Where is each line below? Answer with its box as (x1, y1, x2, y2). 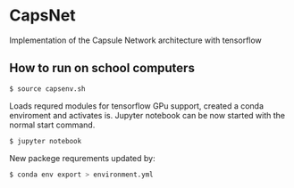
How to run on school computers (9, 61, 195, 76)
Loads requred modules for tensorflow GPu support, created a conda (9, 100, 265, 111)
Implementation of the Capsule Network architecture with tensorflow (9, 35, 262, 45)
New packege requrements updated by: (9, 152, 155, 163)
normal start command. (9, 119, 96, 130)
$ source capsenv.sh (9, 84, 87, 94)
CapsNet (9, 5, 76, 26)
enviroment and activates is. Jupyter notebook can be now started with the (9, 110, 286, 120)
